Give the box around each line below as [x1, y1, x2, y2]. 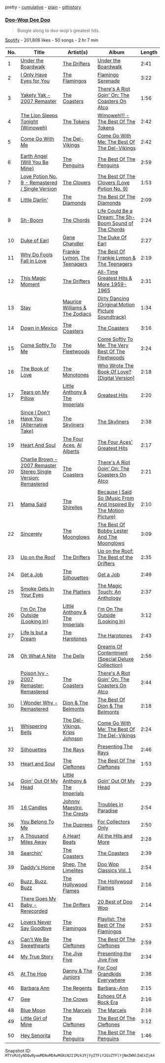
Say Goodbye [20, 925, 52, 932]
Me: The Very [97, 342, 129, 349]
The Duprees [62, 821, 93, 828]
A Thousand [20, 833, 49, 840]
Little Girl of [20, 1015, 48, 1022]
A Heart [62, 833, 81, 840]
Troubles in [97, 801, 124, 808]
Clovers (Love [97, 179, 130, 186]
